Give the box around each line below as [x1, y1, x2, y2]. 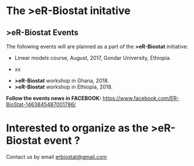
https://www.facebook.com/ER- [102, 95, 180, 101]
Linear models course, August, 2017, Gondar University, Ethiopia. [14, 55, 171, 61]
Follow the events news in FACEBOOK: [6, 95, 101, 101]
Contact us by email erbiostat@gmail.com [6, 153, 107, 160]
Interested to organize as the [6, 121, 149, 135]
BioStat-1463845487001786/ [6, 101, 76, 108]
